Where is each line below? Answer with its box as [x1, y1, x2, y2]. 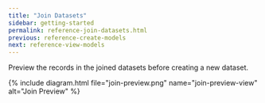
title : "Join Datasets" [8, 11, 88, 20]
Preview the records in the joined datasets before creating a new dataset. [8, 63, 249, 72]
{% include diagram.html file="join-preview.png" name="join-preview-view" [8, 78, 258, 88]
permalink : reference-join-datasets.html [8, 26, 148, 34]
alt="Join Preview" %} [8, 86, 81, 96]
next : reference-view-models [8, 41, 105, 49]
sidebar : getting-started [8, 19, 94, 27]
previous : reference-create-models [8, 33, 127, 42]
